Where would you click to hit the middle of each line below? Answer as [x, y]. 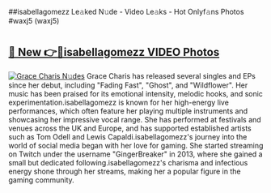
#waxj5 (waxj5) [34, 21]
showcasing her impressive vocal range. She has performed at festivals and [135, 119]
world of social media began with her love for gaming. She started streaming [136, 145]
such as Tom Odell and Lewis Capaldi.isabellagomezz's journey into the [128, 136]
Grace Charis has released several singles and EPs [171, 75]
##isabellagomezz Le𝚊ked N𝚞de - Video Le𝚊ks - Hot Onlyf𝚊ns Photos [126, 12]
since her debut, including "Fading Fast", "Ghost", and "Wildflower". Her [128, 85]
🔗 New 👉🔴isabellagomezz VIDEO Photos [114, 52]
